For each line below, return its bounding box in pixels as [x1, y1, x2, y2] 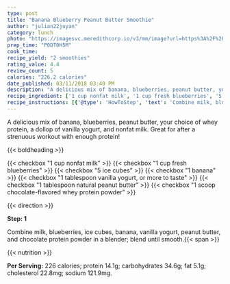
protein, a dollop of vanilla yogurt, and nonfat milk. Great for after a [7, 125, 196, 133]
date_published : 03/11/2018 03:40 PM [7, 80, 115, 87]
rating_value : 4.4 [7, 61, 60, 68]
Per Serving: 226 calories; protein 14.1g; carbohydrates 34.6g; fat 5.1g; [7, 261, 207, 270]
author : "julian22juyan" [7, 23, 78, 29]
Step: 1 [7, 214, 27, 222]
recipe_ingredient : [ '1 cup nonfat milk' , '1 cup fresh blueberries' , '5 [7, 93, 222, 100]
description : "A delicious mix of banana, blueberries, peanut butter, [7, 86, 216, 93]
